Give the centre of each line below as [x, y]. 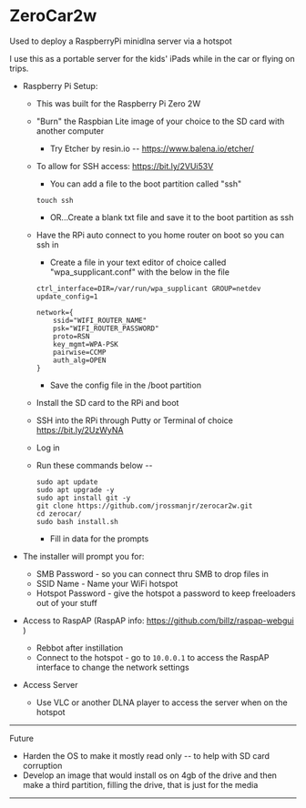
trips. [19, 68]
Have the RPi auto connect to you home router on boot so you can [160, 235]
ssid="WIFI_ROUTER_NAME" [100, 320]
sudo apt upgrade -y [75, 490]
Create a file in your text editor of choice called [138, 262]
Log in [48, 448]
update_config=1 [67, 297]
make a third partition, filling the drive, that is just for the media [140, 784]
